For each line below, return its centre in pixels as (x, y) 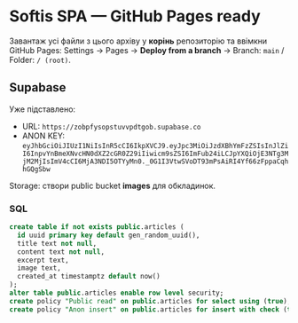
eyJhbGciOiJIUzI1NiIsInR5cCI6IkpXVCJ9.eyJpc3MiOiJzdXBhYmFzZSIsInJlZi (155, 146)
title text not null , (57, 243)
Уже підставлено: (43, 109)
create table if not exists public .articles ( (97, 227)
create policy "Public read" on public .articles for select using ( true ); (150, 301)
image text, (39, 268)
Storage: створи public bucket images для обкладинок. (112, 185)
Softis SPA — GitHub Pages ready (135, 16)
